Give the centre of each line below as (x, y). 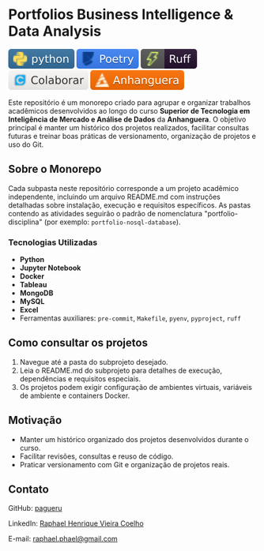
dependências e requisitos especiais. (80, 379)
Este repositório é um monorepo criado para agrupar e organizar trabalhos (130, 102)
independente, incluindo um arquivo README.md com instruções (115, 197)
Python (32, 260)
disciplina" (25, 222)
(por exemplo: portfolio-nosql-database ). (112, 222)
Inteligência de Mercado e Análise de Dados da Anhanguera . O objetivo (127, 119)
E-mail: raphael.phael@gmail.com (63, 539)
